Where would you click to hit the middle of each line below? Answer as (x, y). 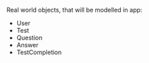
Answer (27, 45)
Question (29, 38)
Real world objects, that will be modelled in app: (74, 10)
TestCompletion (39, 52)
